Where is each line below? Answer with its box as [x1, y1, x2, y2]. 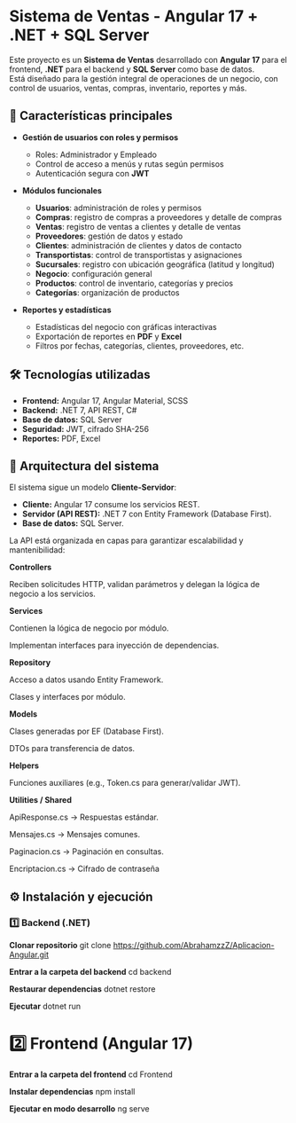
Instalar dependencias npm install [9, 1087, 136, 1096]
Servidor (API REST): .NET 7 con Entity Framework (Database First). [21, 508, 272, 520]
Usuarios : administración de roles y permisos [35, 202, 202, 213]
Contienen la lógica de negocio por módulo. [9, 623, 169, 633]
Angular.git [9, 949, 50, 960]
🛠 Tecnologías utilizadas [9, 367, 151, 382]
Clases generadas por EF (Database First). [9, 726, 164, 737]
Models [9, 709, 38, 719]
